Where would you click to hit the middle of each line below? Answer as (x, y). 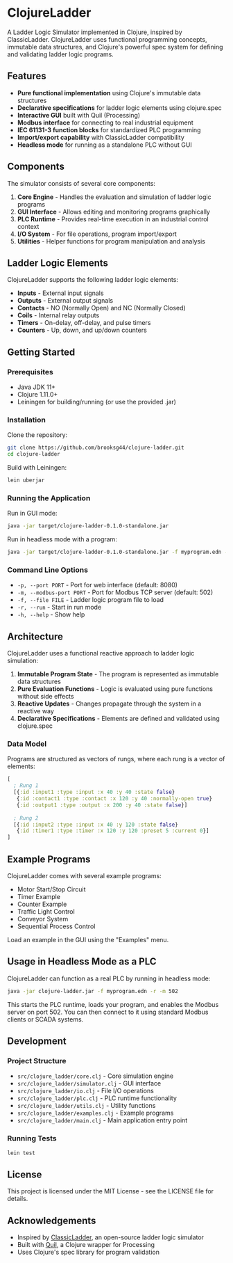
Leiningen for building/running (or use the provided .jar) (97, 402)
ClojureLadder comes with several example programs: (84, 876)
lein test (21, 1153)
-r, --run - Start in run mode (59, 607)
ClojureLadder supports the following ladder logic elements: (93, 280)
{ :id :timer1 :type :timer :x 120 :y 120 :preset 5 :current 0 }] (113, 831)
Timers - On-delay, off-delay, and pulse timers (84, 323)
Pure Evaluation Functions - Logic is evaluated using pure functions (115, 689)
